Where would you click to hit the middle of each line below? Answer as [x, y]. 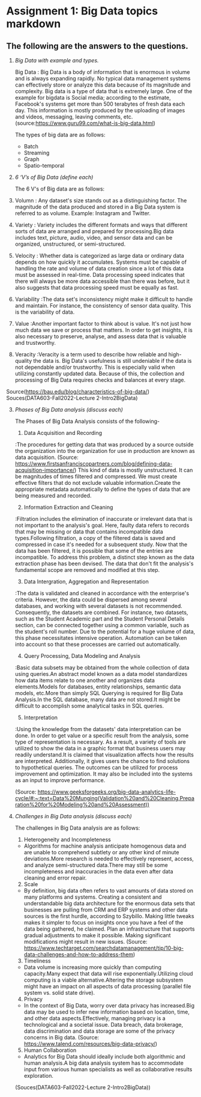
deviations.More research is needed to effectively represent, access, [109, 858]
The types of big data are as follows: [60, 135]
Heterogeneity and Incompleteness [67, 840]
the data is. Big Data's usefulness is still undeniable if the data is [112, 361]
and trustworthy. [35, 343]
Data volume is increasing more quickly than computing [93, 967]
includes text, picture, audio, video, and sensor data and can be [94, 238]
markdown [34, 24]
